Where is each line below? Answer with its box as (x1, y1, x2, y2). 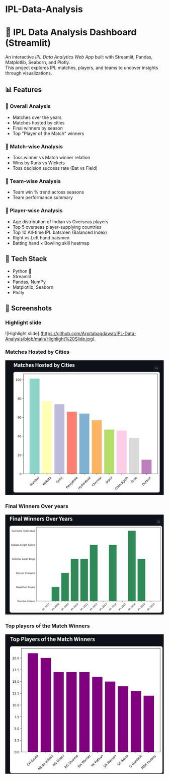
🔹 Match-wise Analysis (5, 143, 63, 150)
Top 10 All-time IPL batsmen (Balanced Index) (12, 229, 107, 235)
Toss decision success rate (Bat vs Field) (12, 165, 98, 171)
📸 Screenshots (5, 304, 52, 312)
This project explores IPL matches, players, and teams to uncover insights (5, 64, 158, 71)
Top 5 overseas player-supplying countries (12, 224, 102, 230)
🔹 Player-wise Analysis (5, 207, 63, 214)
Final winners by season (12, 125, 63, 131)
